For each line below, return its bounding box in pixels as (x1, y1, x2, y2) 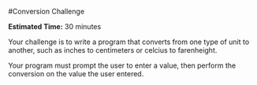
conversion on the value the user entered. (8, 69, 144, 78)
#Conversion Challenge (8, 7, 85, 16)
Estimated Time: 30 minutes (8, 22, 102, 31)
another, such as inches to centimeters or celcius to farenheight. (8, 46, 218, 54)
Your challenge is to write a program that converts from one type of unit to (8, 37, 250, 46)
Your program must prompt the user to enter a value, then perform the (8, 61, 237, 70)
